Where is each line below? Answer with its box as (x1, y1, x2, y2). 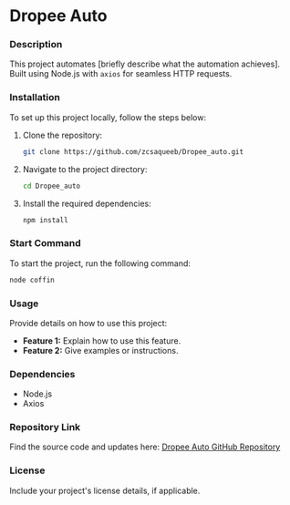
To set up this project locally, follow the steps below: (9, 111, 207, 123)
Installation (9, 91, 61, 104)
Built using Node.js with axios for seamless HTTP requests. (9, 68, 233, 79)
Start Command (9, 237, 82, 250)
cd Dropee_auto (22, 181, 81, 191)
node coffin (9, 275, 55, 284)
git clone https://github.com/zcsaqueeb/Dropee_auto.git (22, 147, 244, 156)
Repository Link (9, 421, 81, 434)
